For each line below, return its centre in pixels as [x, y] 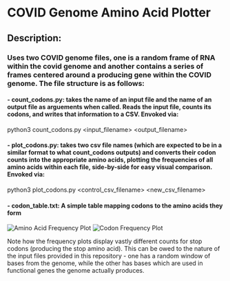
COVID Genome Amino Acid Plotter [109, 13]
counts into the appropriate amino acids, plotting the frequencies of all [110, 160]
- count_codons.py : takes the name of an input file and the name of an [109, 100]
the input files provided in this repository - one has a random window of [109, 256]
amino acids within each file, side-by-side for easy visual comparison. [110, 167]
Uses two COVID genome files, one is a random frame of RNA [111, 58]
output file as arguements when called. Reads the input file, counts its [109, 107]
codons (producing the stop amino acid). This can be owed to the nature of [114, 249]
